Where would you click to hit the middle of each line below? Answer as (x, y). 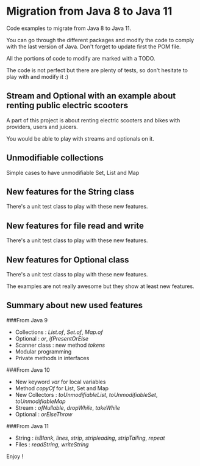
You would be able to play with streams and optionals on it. (80, 138)
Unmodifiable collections (55, 158)
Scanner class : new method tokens (60, 345)
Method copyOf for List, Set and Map (62, 388)
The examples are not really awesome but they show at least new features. (100, 286)
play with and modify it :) (37, 76)
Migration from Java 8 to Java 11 (89, 11)
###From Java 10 (28, 370)
